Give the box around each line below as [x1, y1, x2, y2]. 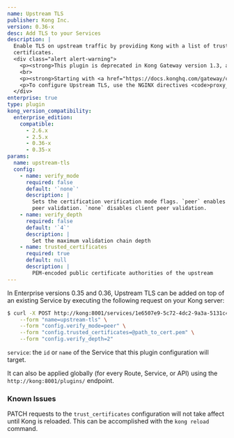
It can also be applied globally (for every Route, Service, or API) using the [7, 369, 218, 377]
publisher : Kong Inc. [7, 17, 70, 24]
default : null [25, 257, 68, 264]
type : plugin [7, 101, 45, 108]
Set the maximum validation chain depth [32, 237, 151, 244]
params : [7, 153, 30, 160]
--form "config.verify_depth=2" [19, 335, 114, 342]
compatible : [19, 120, 54, 128]
